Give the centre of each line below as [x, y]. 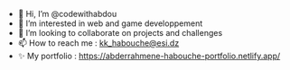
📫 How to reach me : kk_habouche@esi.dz [98, 43]
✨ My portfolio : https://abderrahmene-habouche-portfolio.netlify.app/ [149, 56]
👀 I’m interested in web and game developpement [110, 23]
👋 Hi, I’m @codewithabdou [67, 14]
